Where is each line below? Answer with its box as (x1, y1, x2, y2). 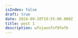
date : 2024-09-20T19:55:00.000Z (5, 16, 73, 21)
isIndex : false (5, 7, 37, 12)
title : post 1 (5, 21, 35, 26)
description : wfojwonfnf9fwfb (5, 26, 69, 31)
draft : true (5, 12, 30, 17)
